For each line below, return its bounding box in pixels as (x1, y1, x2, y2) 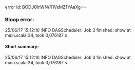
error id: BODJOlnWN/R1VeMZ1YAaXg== (5, 4, 87, 10)
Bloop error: (5, 16, 34, 23)
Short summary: (5, 43, 39, 49)
